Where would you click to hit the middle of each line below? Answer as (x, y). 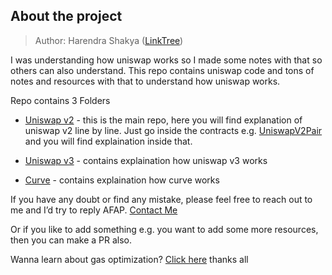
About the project (66, 16)
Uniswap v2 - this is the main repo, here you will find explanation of (163, 120)
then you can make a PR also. (71, 240)
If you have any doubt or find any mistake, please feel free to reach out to (161, 199)
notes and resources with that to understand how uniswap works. (145, 81)
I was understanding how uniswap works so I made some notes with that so (166, 60)
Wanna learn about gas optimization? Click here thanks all (129, 259)
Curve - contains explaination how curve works (122, 180)
